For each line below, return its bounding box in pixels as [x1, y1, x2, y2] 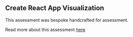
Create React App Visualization [5, 4, 105, 12]
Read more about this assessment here [5, 27, 86, 33]
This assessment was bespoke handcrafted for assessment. [5, 17, 129, 23]
